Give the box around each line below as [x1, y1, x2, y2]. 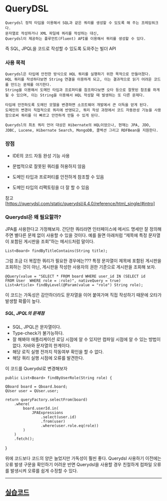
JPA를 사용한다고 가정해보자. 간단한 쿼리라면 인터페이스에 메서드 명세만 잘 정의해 [5, 226, 162, 232]
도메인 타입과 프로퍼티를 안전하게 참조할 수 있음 [12, 173, 104, 179]
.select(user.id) [40, 415, 77, 419]
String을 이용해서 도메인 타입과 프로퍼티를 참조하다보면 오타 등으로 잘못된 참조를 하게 [5, 87, 160, 92]
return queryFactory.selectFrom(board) [5, 397, 88, 402]
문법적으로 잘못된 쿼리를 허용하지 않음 [12, 163, 86, 169]
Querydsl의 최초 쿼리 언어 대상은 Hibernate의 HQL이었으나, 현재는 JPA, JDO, [5, 123, 151, 128]
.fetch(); [14, 436, 35, 441]
